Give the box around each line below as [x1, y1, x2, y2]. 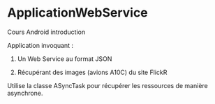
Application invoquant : [7, 41, 74, 49]
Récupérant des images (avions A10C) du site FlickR [17, 68, 168, 76]
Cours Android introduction [7, 28, 86, 36]
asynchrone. [7, 89, 43, 97]
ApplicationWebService [7, 5, 148, 21]
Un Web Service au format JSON [17, 54, 112, 63]
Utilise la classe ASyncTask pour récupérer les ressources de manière [7, 81, 208, 89]
